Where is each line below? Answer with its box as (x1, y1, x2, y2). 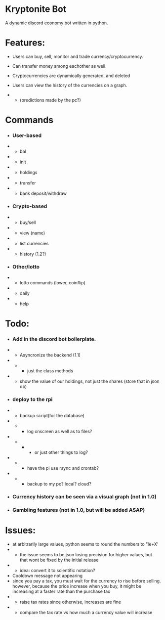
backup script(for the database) (19, 412, 85, 418)
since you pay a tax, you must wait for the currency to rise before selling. (12, 577, 161, 584)
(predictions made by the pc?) (19, 97, 82, 103)
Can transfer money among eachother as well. (12, 63, 107, 69)
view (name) (19, 230, 45, 236)
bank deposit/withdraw (19, 190, 67, 196)
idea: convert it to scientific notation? (19, 567, 95, 573)
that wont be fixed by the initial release (19, 557, 99, 563)
